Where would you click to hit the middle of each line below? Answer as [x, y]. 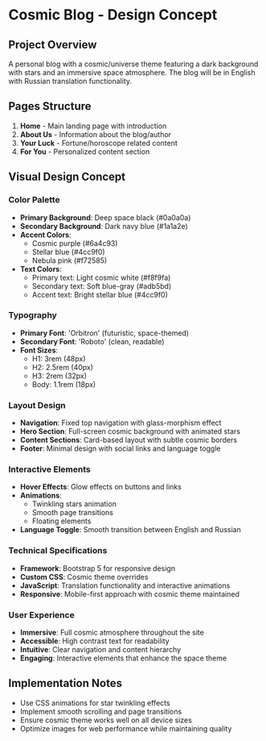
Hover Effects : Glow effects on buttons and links [101, 487]
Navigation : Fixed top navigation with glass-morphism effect [121, 423]
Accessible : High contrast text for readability [95, 641]
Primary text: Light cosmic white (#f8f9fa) [101, 277]
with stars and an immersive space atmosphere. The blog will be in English [132, 73]
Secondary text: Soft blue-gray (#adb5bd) [102, 286]
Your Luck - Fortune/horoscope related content [99, 143]
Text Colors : [41, 269]
